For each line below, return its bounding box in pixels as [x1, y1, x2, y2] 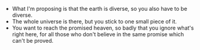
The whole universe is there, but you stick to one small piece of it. [12, 18, 178, 25]
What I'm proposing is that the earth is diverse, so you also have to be [12, 5, 187, 12]
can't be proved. [12, 37, 53, 44]
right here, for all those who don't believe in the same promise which [12, 31, 184, 38]
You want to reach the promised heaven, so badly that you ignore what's [12, 24, 195, 31]
